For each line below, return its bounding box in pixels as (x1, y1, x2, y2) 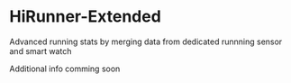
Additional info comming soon (9, 63, 121, 74)
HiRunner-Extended (9, 6, 162, 27)
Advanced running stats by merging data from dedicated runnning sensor (9, 36, 283, 47)
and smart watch (9, 45, 72, 56)
